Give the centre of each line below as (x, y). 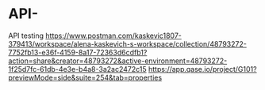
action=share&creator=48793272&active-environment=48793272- (118, 61)
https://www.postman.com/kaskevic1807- (114, 36)
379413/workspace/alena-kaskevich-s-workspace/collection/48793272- (128, 43)
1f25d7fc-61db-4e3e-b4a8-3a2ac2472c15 (77, 69)
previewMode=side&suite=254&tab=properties (85, 77)
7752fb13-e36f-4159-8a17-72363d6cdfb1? (78, 52)
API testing (26, 36)
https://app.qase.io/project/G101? (202, 69)
